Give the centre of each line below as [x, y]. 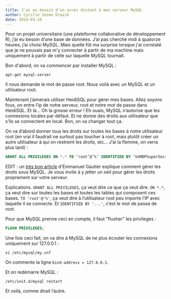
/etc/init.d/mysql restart [34, 282]
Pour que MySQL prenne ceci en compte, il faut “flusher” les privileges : [81, 219]
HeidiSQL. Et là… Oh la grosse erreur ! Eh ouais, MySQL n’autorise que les [83, 111]
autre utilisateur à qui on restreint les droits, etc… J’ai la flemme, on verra [82, 142]
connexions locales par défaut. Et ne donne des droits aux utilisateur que [82, 116]
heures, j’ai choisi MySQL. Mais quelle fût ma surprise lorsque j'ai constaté [83, 45]
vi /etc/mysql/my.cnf [28, 253]
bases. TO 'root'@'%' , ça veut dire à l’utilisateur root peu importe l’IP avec [83, 198]
